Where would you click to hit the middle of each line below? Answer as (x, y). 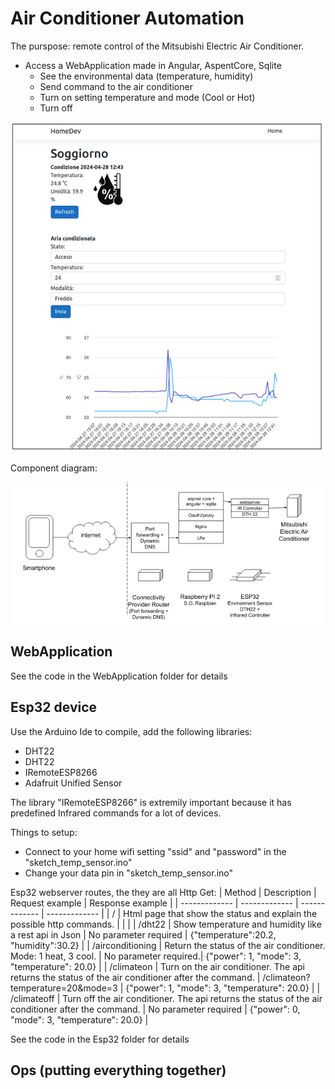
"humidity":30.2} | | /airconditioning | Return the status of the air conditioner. (168, 945)
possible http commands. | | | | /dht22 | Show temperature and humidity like (166, 924)
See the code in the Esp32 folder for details (100, 1039)
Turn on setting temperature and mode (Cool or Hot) (147, 97)
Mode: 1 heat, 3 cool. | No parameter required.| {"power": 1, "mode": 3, (156, 956)
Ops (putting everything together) (118, 1070)
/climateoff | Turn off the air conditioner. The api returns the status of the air (166, 998)
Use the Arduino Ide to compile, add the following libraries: (131, 731)
